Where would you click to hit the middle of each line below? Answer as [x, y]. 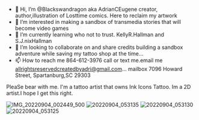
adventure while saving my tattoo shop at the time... [79, 53]
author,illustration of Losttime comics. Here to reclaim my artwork [96, 16]
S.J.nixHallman [33, 41]
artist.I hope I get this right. [40, 93]
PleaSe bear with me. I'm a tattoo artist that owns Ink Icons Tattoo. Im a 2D [99, 87]
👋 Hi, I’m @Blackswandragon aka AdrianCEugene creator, [86, 9]
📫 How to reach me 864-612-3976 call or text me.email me [89, 60]
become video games [42, 28]
